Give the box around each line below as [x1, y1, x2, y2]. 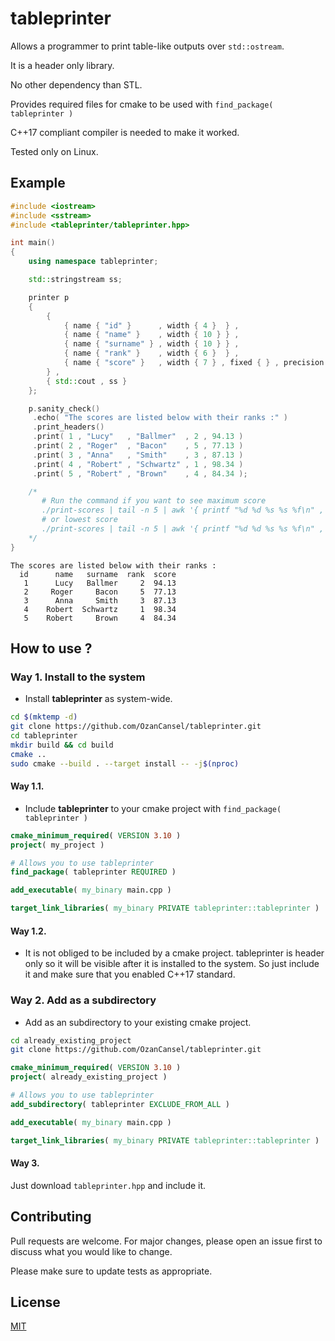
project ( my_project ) [10, 840, 105, 850]
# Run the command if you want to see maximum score [41, 496, 267, 506]
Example [10, 175, 66, 192]
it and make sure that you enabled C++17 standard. [24, 968, 236, 981]
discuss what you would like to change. [10, 1245, 173, 1257]
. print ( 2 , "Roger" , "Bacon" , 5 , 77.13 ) [32, 441, 244, 451]
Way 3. [10, 1157, 40, 1169]
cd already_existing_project [10, 1035, 132, 1046]
